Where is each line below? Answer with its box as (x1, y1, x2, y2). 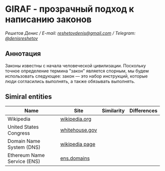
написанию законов (5, 14, 92, 25)
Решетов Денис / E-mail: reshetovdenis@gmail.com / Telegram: (5, 30, 136, 36)
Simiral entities (5, 92, 53, 101)
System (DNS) (7, 143, 41, 150)
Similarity (102, 107, 125, 114)
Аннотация (5, 50, 41, 58)
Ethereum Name (7, 151, 45, 158)
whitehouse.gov (60, 126, 97, 133)
